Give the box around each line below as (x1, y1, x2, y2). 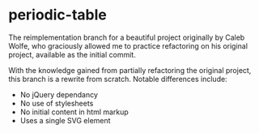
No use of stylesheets (19, 98, 94, 108)
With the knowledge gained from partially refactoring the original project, (8, 65, 252, 75)
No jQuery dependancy (19, 89, 99, 99)
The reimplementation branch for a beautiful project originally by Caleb (8, 32, 245, 42)
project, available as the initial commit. (8, 49, 136, 59)
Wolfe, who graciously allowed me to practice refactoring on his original (8, 41, 248, 50)
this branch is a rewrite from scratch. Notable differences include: (8, 74, 228, 84)
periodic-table (8, 6, 107, 24)
